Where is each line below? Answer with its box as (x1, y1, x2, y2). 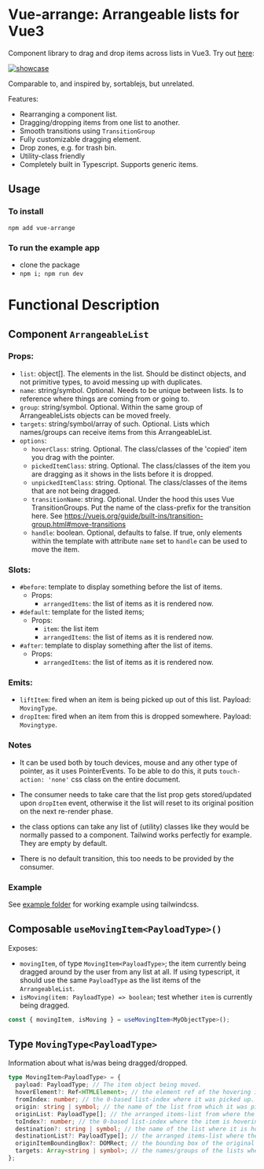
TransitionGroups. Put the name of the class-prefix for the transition (31, 503, 251, 512)
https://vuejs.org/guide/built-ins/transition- (64, 510, 203, 521)
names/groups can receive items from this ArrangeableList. (19, 427, 212, 436)
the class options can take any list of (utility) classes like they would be (19, 822, 250, 831)
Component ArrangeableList (8, 327, 149, 340)
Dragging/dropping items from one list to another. (19, 117, 181, 127)
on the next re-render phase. (19, 806, 114, 816)
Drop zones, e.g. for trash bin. (19, 143, 117, 152)
